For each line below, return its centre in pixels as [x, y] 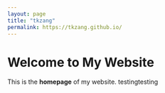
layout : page [27, 14]
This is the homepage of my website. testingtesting [83, 82]
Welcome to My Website [81, 62]
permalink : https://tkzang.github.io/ [65, 27]
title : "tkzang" [31, 21]
